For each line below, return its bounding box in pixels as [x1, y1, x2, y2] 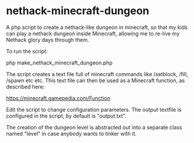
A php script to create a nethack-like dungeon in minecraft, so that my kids [6, 24, 188, 31]
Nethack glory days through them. [6, 36, 90, 43]
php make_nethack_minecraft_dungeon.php [6, 59, 113, 66]
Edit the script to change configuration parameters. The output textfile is [6, 106, 182, 113]
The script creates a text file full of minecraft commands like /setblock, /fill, [6, 70, 189, 77]
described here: [6, 83, 45, 90]
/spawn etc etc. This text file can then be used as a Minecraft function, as [6, 77, 185, 84]
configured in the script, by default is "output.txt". [6, 112, 127, 119]
